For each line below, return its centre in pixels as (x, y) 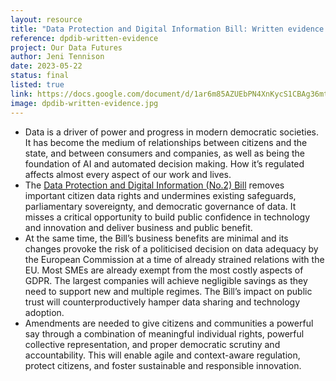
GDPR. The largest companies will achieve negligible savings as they (166, 280)
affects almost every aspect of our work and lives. (128, 174)
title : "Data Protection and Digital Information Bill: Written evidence (167, 29)
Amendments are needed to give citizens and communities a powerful (169, 323)
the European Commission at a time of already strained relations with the (174, 259)
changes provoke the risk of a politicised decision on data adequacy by (171, 248)
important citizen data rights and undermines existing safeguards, (160, 195)
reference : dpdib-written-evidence (84, 38)
